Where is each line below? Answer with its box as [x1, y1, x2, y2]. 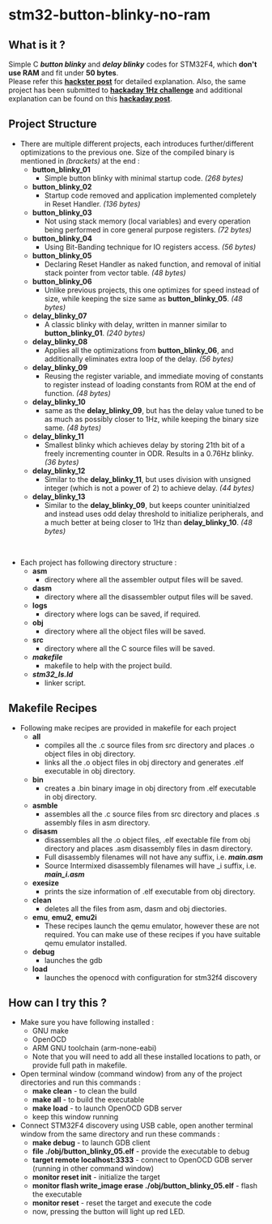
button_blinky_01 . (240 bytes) [44, 328, 146, 338]
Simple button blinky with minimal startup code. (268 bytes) [44, 173, 244, 183]
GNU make [32, 1026, 69, 1036]
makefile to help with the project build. [44, 660, 172, 670]
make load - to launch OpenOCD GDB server [32, 1103, 182, 1113]
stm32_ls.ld [32, 669, 74, 679]
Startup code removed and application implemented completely [44, 190, 257, 200]
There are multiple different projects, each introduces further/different [19, 139, 254, 148]
